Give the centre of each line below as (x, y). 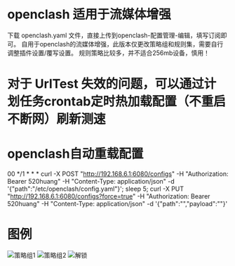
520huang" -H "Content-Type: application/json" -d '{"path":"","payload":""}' (117, 204)
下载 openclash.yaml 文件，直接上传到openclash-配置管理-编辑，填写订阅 (114, 35)
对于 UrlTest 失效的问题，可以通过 (106, 84)
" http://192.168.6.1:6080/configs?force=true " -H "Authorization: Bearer (109, 196)
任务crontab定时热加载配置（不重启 (123, 102)
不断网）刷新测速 (57, 119)
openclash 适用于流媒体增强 (89, 14)
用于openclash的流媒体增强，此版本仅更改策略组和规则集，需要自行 (125, 44)
